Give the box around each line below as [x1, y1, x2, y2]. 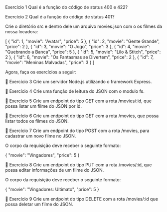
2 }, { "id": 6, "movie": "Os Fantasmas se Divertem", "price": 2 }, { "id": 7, [5, 54, 154, 60]
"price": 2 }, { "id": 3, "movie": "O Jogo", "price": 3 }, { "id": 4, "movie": [5, 44, 151, 49]
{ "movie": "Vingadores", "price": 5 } [5, 152, 80, 158]
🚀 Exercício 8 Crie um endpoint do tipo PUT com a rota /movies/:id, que [5, 162, 152, 168]
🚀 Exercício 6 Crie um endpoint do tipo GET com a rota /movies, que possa [5, 113, 159, 119]
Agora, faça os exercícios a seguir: [5, 69, 77, 75]
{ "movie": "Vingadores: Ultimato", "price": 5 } [5, 186, 99, 192]
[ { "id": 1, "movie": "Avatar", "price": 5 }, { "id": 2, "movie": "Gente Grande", [5, 38, 160, 44]
